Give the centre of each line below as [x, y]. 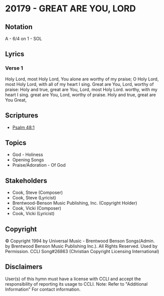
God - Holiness [28, 155]
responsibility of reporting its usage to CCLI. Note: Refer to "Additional [77, 284]
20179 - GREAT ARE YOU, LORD [70, 9]
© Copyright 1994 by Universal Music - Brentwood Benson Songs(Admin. [80, 241]
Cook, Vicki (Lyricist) [33, 214]
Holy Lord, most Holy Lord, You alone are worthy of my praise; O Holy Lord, [82, 79]
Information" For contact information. [43, 289]
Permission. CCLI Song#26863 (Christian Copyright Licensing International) [82, 251]
